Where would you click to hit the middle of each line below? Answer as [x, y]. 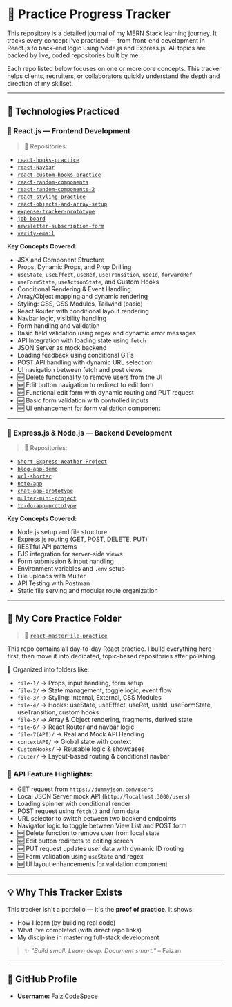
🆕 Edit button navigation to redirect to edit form [85, 384]
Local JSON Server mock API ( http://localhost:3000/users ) [104, 796]
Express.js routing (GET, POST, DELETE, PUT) [83, 539]
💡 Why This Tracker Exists [65, 893]
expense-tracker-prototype [56, 211]
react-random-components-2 [56, 189]
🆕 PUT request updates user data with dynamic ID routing [100, 849]
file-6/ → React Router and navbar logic [76, 727]
